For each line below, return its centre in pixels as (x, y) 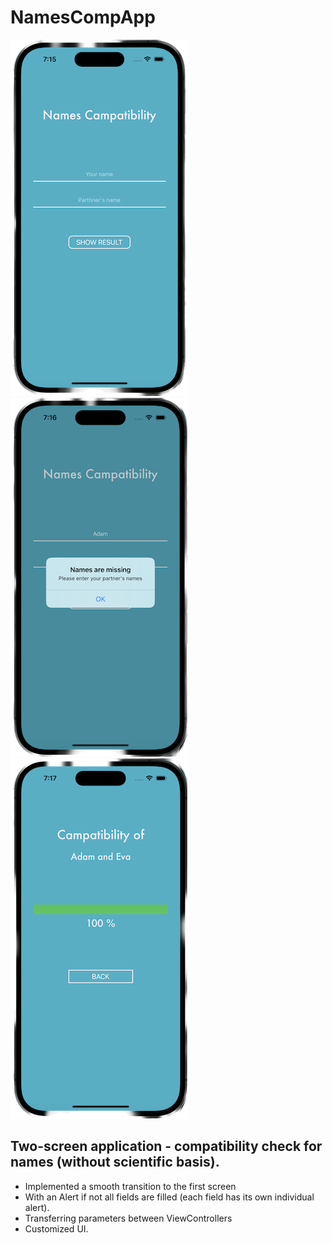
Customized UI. (56, 1228)
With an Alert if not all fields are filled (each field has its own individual (169, 1197)
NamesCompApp (83, 17)
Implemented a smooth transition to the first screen (130, 1186)
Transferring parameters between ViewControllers (128, 1218)
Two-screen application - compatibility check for (166, 1146)
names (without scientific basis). (115, 1162)
